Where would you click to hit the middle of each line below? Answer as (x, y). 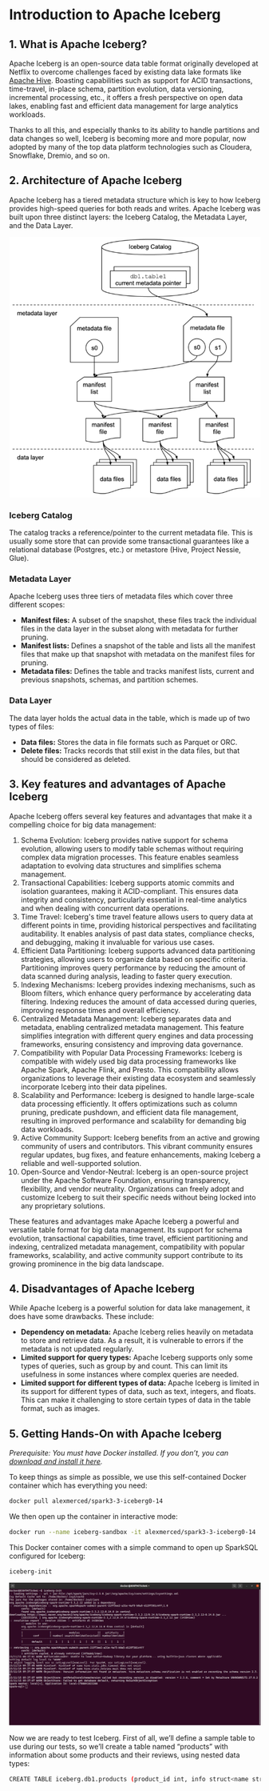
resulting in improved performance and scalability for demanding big (133, 1120)
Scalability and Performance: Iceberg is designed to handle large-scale (137, 1095)
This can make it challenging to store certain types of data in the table (135, 1400)
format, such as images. (60, 1408)
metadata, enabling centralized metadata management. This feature (132, 1027)
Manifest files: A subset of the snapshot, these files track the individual (138, 620)
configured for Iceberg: (47, 1556)
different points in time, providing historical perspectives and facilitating (138, 925)
